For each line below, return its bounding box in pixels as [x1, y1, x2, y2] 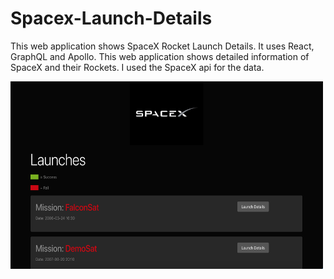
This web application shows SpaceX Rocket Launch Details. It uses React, [10, 40, 315, 52]
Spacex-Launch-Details [10, 7, 213, 30]
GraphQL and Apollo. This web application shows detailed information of [10, 50, 310, 62]
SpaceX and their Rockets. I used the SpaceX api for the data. [10, 61, 265, 73]
